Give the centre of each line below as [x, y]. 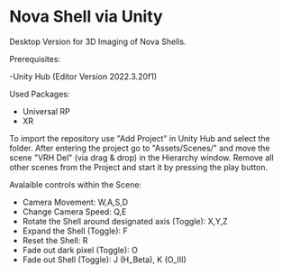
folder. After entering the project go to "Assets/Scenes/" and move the [140, 148]
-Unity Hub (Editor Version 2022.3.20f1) [83, 76]
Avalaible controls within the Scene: [76, 184]
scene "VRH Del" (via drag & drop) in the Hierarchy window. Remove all [141, 157]
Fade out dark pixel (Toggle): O [80, 250]
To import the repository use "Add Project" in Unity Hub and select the [140, 138]
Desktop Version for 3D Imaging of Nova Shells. [98, 41]
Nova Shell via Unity [86, 17]
